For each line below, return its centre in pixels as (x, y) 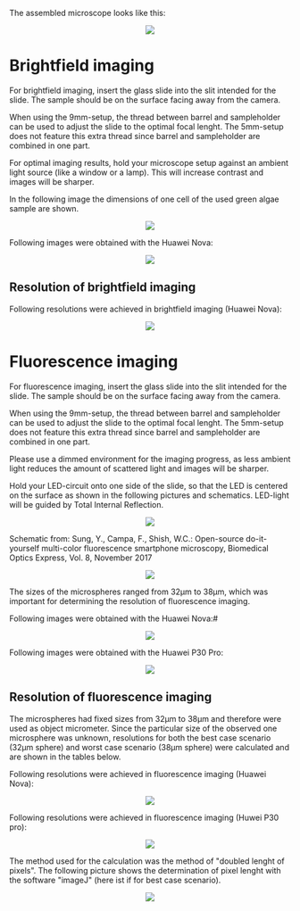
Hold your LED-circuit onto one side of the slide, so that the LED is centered (149, 485)
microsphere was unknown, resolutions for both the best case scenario (140, 737)
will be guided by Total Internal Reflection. (86, 504)
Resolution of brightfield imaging (103, 288)
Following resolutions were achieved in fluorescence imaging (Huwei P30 (144, 817)
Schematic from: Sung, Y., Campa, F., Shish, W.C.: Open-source (126, 538)
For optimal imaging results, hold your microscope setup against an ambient (149, 162)
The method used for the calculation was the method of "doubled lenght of (147, 861)
